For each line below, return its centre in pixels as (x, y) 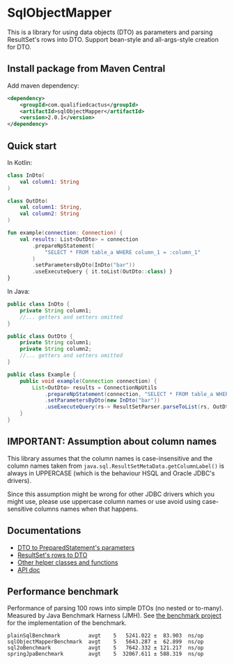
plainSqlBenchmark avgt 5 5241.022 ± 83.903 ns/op (106, 636)
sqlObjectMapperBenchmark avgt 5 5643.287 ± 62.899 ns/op (106, 642)
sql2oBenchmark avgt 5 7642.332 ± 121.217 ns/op (106, 648)
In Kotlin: (20, 162)
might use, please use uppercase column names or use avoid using (104, 501)
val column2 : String (49, 214)
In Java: (18, 292)
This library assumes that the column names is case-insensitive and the (110, 458)
